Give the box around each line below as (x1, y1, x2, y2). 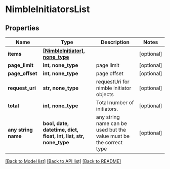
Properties (5, 24, 39, 32)
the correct (96, 139, 123, 146)
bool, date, (42, 120, 69, 127)
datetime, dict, (42, 126, 78, 133)
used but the (96, 126, 126, 133)
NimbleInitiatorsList (5, 4, 90, 15)
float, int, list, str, (42, 133, 84, 140)
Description (100, 39, 130, 46)
